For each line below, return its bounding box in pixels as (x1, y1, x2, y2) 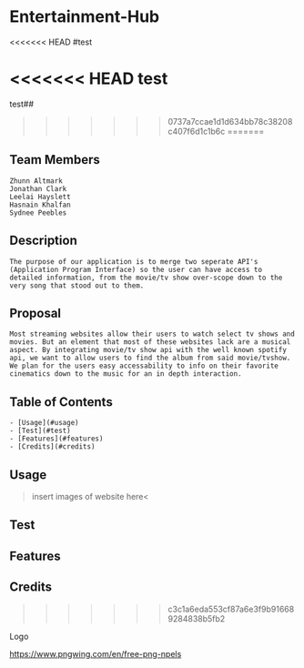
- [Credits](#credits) (9, 442, 96, 451)
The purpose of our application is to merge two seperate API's (9, 257, 258, 266)
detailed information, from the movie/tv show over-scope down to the (9, 273, 283, 282)
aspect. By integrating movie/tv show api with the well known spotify (9, 346, 287, 355)
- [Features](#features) (9, 434, 104, 443)
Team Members (9, 152, 100, 167)
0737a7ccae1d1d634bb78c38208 (167, 116, 293, 127)
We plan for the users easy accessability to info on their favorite (9, 361, 279, 370)
